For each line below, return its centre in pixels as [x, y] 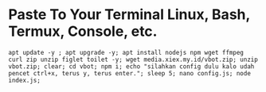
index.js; [25, 80]
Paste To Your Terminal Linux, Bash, [129, 15]
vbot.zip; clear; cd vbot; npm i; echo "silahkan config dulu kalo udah [131, 66]
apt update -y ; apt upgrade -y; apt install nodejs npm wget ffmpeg [126, 52]
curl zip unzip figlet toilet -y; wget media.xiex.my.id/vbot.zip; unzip [133, 59]
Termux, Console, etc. [83, 31]
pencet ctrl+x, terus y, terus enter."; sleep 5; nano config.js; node [129, 73]
